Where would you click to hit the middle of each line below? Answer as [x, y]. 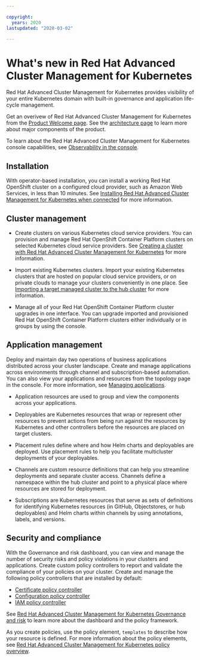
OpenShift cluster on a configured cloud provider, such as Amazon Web [95, 187]
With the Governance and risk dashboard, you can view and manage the [95, 552]
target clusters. [33, 433]
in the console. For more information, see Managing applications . [86, 385]
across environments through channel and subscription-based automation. [98, 372]
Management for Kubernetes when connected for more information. [90, 200]
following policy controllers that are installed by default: [74, 578]
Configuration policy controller [53, 596]
